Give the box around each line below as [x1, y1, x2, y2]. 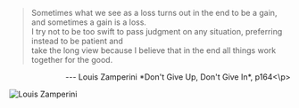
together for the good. [30, 55, 113, 65]
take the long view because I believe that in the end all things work [30, 45, 277, 56]
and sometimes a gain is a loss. [30, 17, 147, 27]
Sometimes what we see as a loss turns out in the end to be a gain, [30, 8, 278, 18]
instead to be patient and [30, 35, 123, 46]
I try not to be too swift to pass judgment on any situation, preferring [30, 27, 283, 36]
